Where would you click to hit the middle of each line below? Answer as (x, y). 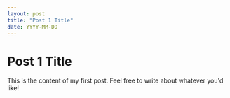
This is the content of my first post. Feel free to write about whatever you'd (115, 80)
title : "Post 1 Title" (40, 20)
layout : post (26, 14)
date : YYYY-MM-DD (33, 27)
